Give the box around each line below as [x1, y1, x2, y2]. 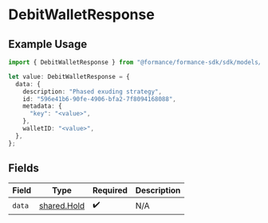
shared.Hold [38, 200, 85, 211]
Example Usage [8, 37, 88, 51]
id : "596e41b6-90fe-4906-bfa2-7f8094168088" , [22, 95, 177, 103]
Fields [8, 162, 40, 175]
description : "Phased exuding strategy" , [22, 88, 162, 96]
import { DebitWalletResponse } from [8, 58, 134, 66]
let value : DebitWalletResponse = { [8, 72, 130, 80]
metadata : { [22, 102, 62, 111]
